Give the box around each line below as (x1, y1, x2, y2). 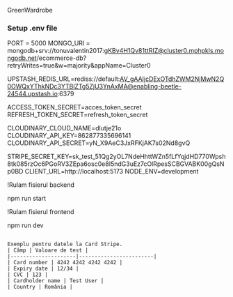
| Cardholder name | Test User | (7, 277, 104, 284)
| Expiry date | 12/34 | (7, 265, 79, 273)
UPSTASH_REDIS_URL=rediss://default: (7, 75, 120, 83)
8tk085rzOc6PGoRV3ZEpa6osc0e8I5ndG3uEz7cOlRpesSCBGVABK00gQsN (7, 160, 225, 168)
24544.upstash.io (7, 90, 58, 98)
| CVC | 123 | (7, 271, 49, 278)
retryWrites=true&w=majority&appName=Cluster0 (7, 61, 151, 70)
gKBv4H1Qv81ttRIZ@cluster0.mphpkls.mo (104, 47, 225, 55)
